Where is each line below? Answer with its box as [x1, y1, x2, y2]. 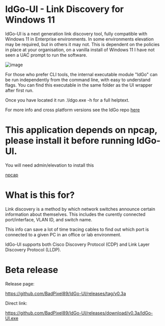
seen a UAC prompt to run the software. [5, 52, 87, 58]
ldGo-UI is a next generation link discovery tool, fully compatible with [5, 31, 147, 37]
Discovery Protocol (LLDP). [5, 246, 61, 252]
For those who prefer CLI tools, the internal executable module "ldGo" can [5, 71, 158, 77]
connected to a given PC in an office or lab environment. [5, 231, 121, 237]
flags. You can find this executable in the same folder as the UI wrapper [5, 82, 152, 88]
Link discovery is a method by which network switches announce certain [5, 206, 155, 212]
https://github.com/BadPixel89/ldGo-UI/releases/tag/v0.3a [5, 290, 126, 296]
